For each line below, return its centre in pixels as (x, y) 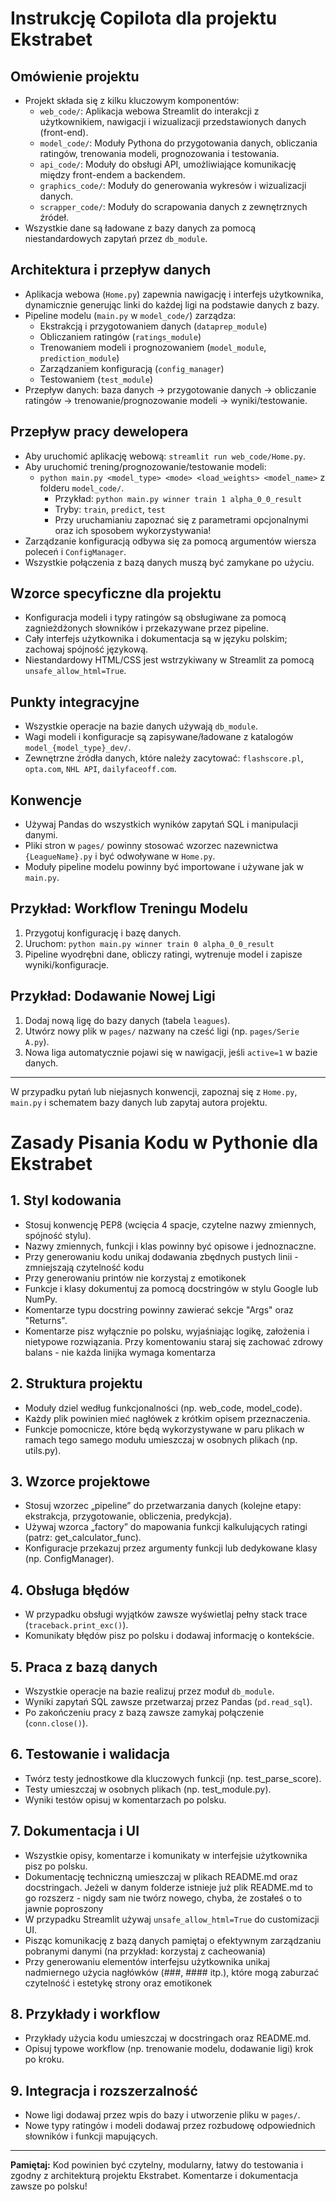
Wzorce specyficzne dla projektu (116, 593)
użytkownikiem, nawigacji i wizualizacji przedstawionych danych (173, 121)
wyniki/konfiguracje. (67, 964)
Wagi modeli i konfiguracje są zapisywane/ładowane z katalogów (159, 737)
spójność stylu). (58, 1235)
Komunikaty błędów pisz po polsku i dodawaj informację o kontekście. (169, 1636)
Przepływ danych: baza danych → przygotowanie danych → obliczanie (170, 389)
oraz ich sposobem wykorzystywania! (133, 530)
